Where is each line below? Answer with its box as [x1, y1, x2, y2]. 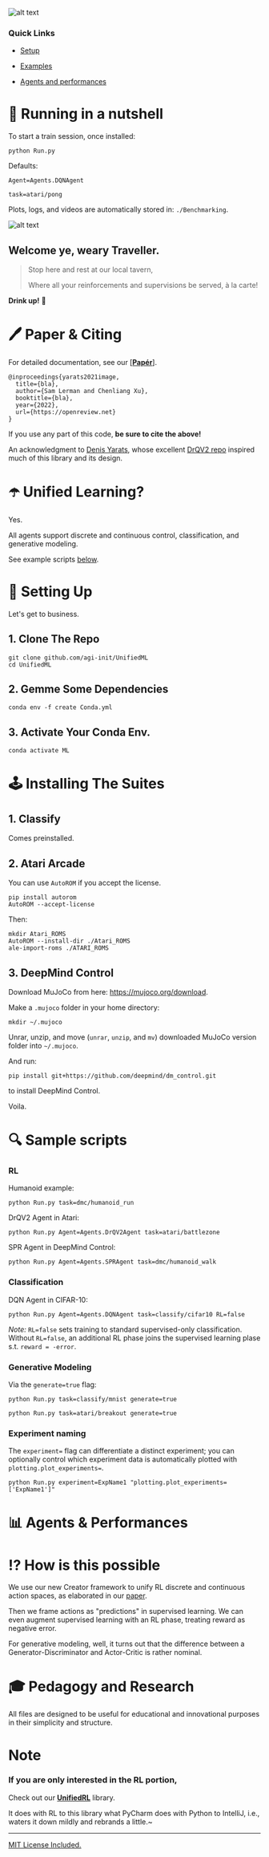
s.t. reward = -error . [8, 1341, 77, 1351]
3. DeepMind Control [8, 966, 114, 979]
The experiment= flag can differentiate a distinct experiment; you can [8, 1446, 235, 1456]
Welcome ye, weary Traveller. [8, 243, 160, 257]
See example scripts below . [8, 554, 99, 564]
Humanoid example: [8, 1183, 74, 1193]
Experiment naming [8, 1428, 86, 1439]
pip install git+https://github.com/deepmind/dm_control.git [8, 1072, 217, 1080]
